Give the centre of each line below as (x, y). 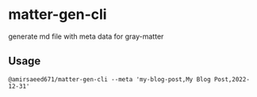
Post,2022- (232, 79)
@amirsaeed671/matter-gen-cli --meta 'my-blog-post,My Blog (110, 79)
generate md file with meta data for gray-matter (86, 36)
